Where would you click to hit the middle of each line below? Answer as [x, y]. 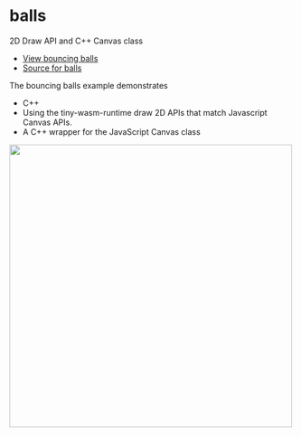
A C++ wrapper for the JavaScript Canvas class [111, 131]
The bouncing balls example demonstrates [89, 85]
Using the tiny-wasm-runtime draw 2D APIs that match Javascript [145, 112]
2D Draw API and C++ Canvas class [76, 41]
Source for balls [52, 68]
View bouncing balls [60, 58]
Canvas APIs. [47, 122]
